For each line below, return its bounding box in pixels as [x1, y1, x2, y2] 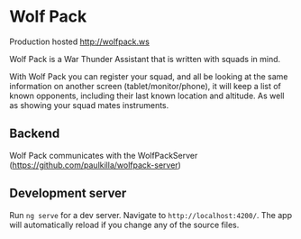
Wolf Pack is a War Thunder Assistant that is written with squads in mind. [9, 53, 281, 64]
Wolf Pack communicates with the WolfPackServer [9, 150, 198, 161]
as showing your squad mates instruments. [9, 99, 169, 110]
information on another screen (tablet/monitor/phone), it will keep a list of [9, 80, 282, 91]
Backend [9, 126, 60, 142]
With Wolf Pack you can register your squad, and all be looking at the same [9, 70, 288, 82]
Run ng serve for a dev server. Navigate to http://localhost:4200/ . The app [9, 209, 293, 220]
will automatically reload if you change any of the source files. [9, 219, 240, 230]
